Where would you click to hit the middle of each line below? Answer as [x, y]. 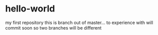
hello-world [30, 9]
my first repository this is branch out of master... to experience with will [79, 22]
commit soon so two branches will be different [54, 27]
